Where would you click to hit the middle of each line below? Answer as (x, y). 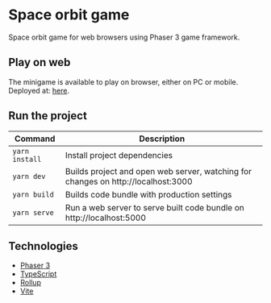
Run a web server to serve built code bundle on (154, 207)
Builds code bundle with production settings (148, 194)
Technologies (44, 246)
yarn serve (33, 212)
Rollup (31, 283)
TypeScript (38, 274)
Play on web (40, 62)
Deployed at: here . (39, 90)
